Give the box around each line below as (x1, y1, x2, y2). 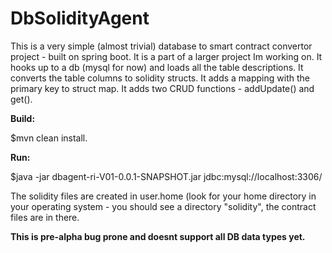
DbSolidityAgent (10, 7, 150, 30)
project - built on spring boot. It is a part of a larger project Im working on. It (10, 50, 323, 62)
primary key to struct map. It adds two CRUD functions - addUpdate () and (10, 82, 315, 94)
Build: (10, 112, 36, 124)
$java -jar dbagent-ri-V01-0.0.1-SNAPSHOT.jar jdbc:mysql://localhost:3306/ (10, 170, 323, 182)
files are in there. (10, 211, 80, 223)
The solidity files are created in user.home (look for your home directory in (10, 190, 317, 202)
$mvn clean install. (10, 132, 88, 144)
